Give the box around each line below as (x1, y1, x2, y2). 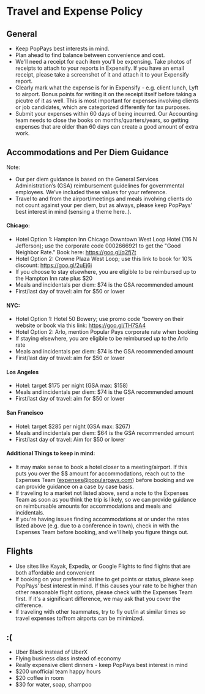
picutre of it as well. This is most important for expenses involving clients (15, 97, 199, 104)
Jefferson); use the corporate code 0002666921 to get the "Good (15, 242, 181, 249)
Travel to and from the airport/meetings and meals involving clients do (15, 195, 193, 202)
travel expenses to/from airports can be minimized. (15, 614, 144, 622)
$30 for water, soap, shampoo (15, 681, 92, 688)
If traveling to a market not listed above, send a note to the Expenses (15, 489, 188, 497)
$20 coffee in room (15, 674, 64, 682)
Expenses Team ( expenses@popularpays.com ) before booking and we (15, 476, 195, 483)
